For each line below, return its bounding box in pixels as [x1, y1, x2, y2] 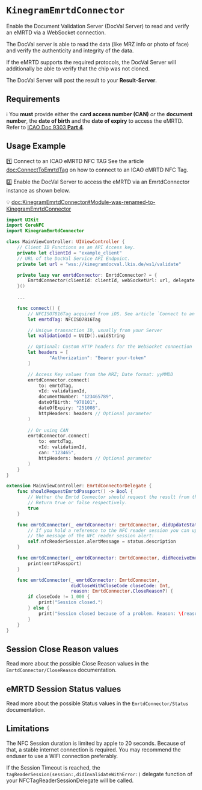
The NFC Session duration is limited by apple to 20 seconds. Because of [6, 739, 186, 747]
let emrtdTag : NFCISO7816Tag [28, 316, 101, 322]
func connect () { [17, 305, 61, 311]
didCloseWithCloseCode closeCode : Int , [70, 582, 171, 588]
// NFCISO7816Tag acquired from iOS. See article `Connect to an [28, 310, 195, 317]
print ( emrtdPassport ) [28, 560, 82, 567]
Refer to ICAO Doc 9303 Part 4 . [6, 123, 85, 131]
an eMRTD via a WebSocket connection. [6, 29, 106, 36]
